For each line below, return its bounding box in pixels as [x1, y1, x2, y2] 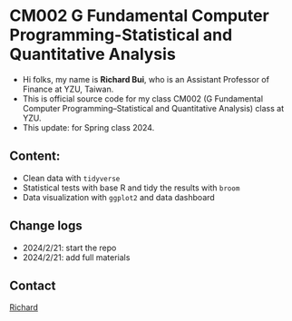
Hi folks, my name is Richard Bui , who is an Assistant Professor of [22, 73, 270, 84]
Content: [9, 149, 61, 164]
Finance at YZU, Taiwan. [22, 83, 114, 94]
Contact [9, 277, 56, 293]
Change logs [9, 219, 83, 234]
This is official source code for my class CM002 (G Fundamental [22, 92, 264, 104]
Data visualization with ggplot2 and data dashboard [22, 191, 215, 202]
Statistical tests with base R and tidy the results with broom [22, 182, 240, 193]
